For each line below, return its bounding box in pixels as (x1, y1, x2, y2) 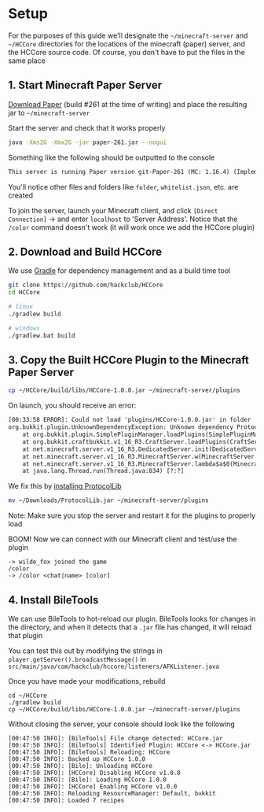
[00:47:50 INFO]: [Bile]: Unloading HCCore (8, 762, 153, 770)
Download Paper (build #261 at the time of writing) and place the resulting (8, 99, 247, 109)
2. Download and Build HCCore (8, 245, 163, 258)
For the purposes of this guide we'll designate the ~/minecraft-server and (8, 31, 248, 40)
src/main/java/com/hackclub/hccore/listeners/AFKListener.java (8, 663, 220, 670)
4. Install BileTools (8, 593, 99, 607)
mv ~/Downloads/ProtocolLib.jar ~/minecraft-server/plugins (8, 496, 210, 504)
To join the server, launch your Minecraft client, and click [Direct (8, 205, 218, 215)
